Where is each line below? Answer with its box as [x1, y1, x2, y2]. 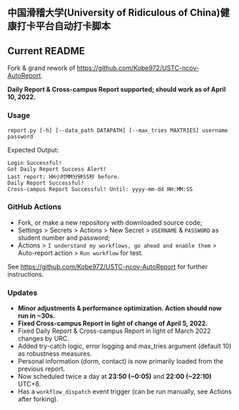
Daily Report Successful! [7, 179, 84, 187]
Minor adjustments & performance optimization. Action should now [17, 304, 222, 312]
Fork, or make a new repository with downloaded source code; [17, 218, 203, 227]
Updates [7, 287, 38, 297]
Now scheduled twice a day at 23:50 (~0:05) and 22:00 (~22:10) [17, 372, 212, 381]
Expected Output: [7, 145, 59, 154]
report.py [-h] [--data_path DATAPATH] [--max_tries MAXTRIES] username [7, 127, 228, 134]
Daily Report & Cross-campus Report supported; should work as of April [7, 85, 226, 94]
